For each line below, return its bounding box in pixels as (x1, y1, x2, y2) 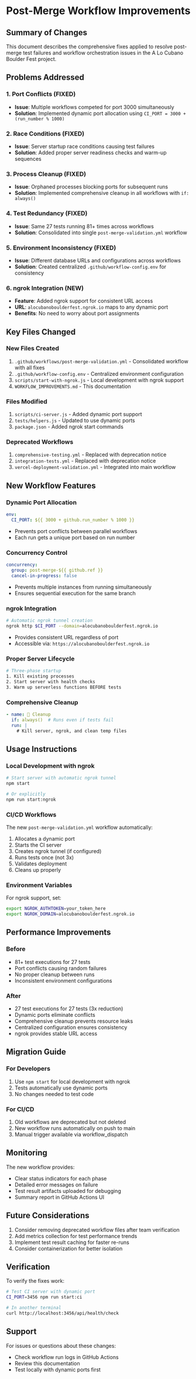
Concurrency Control (6, 548, 68, 557)
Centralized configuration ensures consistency (14, 1023, 128, 1031)
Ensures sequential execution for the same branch (14, 589, 136, 596)
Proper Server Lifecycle (6, 655, 75, 663)
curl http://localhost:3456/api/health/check (6, 1310, 119, 1316)
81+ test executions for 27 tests (14, 958, 91, 965)
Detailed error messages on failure (14, 1181, 98, 1188)
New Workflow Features (6, 480, 96, 491)
